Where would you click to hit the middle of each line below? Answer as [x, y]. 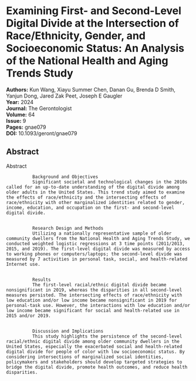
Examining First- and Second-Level [94, 11]
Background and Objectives [65, 177]
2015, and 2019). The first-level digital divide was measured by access [98, 249]
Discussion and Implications [68, 331]
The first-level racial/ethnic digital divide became [99, 285]
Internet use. [23, 264]
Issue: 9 [16, 121]
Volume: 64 [21, 114]
